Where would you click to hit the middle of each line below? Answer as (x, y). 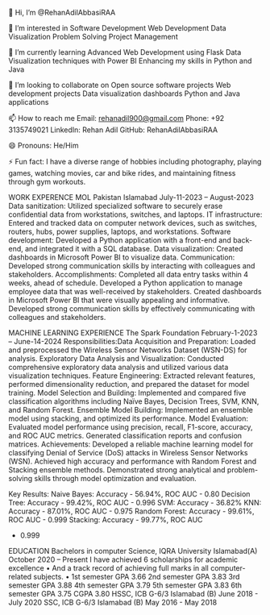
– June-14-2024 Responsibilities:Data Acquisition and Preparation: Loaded (132, 341)
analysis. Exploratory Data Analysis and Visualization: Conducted (116, 358)
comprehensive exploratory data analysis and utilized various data (118, 367)
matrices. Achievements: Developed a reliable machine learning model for (131, 444)
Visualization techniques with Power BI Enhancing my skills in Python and (130, 61)
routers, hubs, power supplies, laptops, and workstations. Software (120, 231)
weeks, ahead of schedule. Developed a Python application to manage (126, 283)
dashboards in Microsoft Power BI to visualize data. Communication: (122, 257)
